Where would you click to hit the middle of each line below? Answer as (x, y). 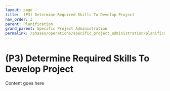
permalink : (17, 33)
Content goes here (25, 83)
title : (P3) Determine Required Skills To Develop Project (70, 15)
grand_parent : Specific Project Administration (56, 29)
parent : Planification (29, 24)
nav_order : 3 (19, 19)
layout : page (19, 10)
